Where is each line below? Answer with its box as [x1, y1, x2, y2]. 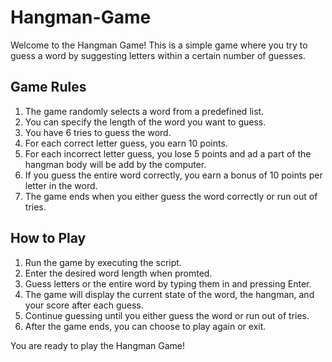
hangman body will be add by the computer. [24, 158, 207, 170]
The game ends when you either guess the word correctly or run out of [24, 190, 318, 202]
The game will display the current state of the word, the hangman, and [24, 288, 315, 300]
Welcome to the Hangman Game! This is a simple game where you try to [10, 39, 308, 51]
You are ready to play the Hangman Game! [10, 339, 186, 351]
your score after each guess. [24, 299, 144, 311]
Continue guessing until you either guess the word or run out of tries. [24, 309, 310, 321]
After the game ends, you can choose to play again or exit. [24, 320, 267, 332]
